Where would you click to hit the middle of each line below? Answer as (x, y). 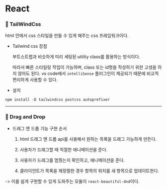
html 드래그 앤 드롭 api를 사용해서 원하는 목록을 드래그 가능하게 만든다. (88, 139)
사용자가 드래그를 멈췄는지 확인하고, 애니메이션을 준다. (72, 160)
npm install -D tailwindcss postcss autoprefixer (58, 100)
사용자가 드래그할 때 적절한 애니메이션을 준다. (64, 149)
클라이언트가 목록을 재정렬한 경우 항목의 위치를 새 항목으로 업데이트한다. (89, 171)
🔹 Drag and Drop (25, 117)
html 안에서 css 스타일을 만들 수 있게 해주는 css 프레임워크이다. (67, 36)
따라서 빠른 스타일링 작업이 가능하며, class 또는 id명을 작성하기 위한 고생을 (84, 67)
